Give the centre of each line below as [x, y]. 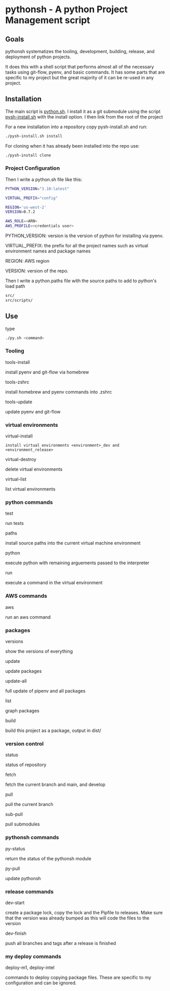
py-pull [13, 868]
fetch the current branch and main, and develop [55, 785]
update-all [16, 681]
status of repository [26, 765]
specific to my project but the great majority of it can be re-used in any [80, 77]
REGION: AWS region [27, 261]
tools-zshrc [17, 382]
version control [25, 744]
